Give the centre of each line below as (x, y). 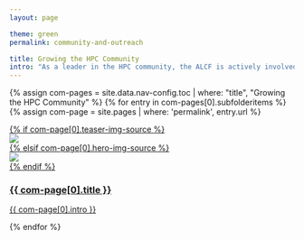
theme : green (34, 34)
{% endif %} (33, 167)
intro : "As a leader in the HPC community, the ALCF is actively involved (153, 67)
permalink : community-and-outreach (76, 42)
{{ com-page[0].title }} (61, 190)
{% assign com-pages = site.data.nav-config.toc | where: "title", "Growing (147, 93)
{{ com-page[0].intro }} (53, 209)
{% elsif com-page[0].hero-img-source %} (90, 148)
